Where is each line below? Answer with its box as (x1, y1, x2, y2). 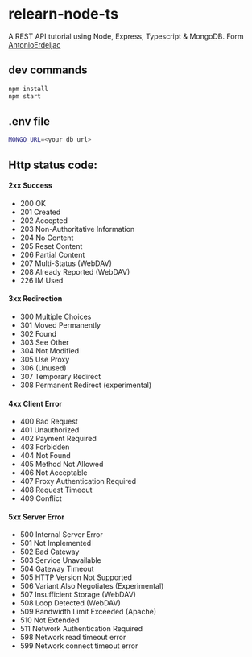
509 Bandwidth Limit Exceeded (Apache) (19, 607, 157, 617)
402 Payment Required (19, 434, 97, 444)
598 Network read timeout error (19, 633, 126, 643)
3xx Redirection (8, 294, 63, 304)
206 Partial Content (19, 250, 85, 259)
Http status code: (8, 158, 98, 171)
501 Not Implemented (19, 539, 92, 548)
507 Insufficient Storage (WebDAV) (19, 589, 137, 600)
